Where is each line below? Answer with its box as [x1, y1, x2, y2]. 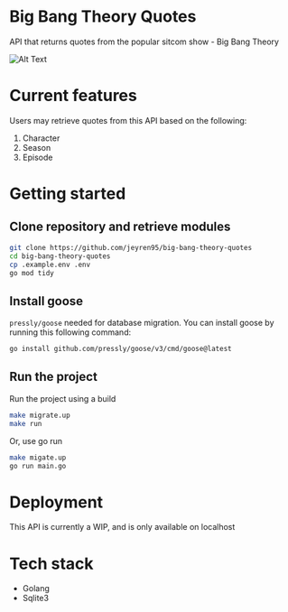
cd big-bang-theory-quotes [9, 251, 111, 261]
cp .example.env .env [9, 260, 91, 269]
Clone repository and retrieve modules [9, 219, 231, 235]
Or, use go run [9, 435, 63, 446]
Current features [9, 86, 137, 106]
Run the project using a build [9, 393, 116, 403]
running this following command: [9, 327, 132, 338]
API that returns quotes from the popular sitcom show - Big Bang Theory [9, 36, 280, 47]
